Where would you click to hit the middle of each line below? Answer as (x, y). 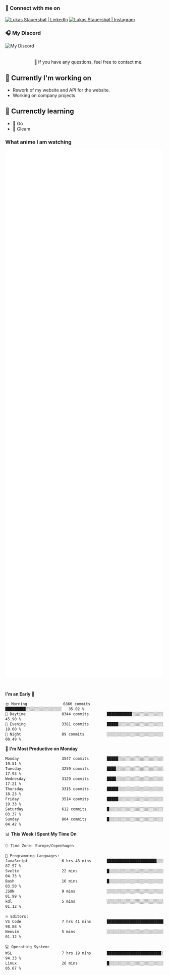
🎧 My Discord (23, 33)
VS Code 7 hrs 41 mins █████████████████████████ (84, 921)
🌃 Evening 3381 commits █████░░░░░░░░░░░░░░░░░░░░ (84, 724)
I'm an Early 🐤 (20, 694)
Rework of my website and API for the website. (61, 90)
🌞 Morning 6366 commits (48, 704)
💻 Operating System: (28, 947)
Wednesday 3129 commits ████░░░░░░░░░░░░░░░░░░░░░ (84, 779)
